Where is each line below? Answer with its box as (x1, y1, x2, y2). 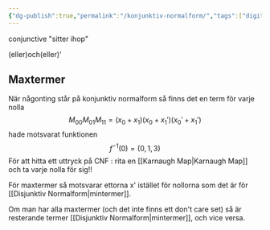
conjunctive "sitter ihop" (8, 34, 88, 43)
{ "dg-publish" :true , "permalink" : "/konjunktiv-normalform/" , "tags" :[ (8, 11, 243, 20)
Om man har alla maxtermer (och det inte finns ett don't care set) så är (8, 204, 243, 214)
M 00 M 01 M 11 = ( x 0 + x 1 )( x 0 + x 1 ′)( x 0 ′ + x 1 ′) (68, 115, 202, 127)
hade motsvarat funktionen (8, 129, 98, 139)
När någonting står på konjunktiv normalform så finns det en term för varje (8, 94, 255, 104)
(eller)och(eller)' (8, 49, 62, 59)
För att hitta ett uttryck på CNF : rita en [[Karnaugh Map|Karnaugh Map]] (8, 156, 248, 166)
